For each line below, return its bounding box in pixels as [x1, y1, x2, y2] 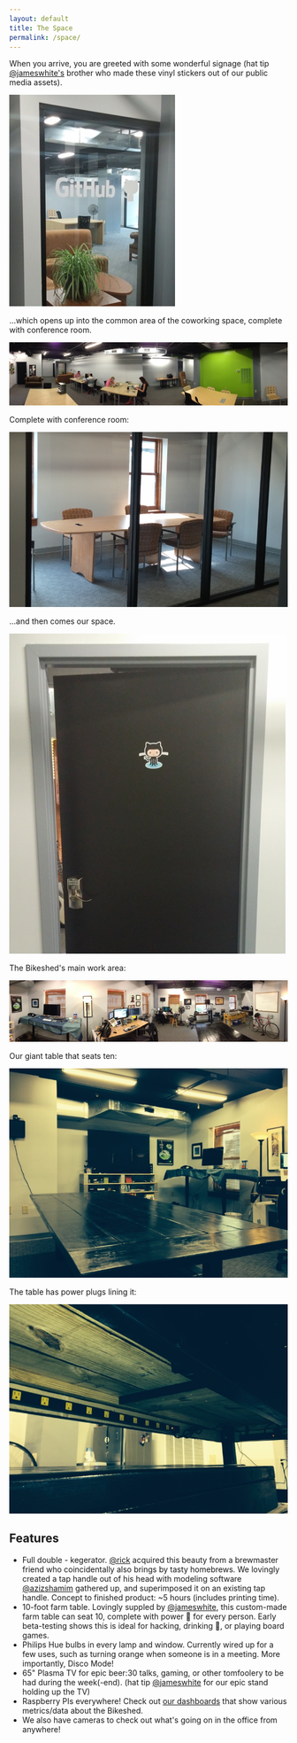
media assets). [9, 77, 63, 88]
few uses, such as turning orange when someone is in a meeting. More [21, 1648, 281, 1659]
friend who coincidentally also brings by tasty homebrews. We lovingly [21, 1564, 280, 1575]
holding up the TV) [21, 1686, 91, 1697]
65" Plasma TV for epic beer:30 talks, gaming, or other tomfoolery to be [21, 1667, 285, 1678]
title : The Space [9, 23, 73, 33]
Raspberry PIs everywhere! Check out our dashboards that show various [21, 1695, 287, 1706]
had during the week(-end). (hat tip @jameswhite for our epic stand [21, 1677, 269, 1687]
